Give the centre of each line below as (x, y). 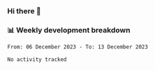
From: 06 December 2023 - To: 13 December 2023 (78, 47)
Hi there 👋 (24, 11)
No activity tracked (37, 60)
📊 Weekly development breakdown (69, 30)
